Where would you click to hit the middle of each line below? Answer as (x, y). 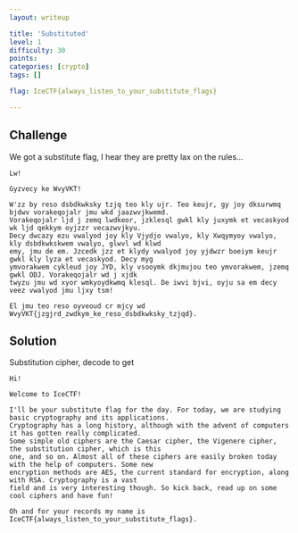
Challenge (38, 135)
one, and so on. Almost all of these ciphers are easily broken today (143, 457)
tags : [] (25, 75)
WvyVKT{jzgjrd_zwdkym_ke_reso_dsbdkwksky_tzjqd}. (103, 313)
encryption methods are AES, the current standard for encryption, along (149, 473)
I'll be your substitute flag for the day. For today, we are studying (145, 410)
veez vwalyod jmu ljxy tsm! (62, 290)
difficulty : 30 (37, 50)
